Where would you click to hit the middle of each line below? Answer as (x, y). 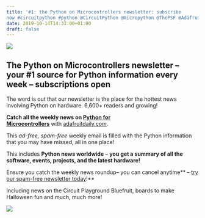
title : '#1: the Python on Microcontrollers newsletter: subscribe (94, 12)
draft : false (23, 29)
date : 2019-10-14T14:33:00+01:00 (49, 23)
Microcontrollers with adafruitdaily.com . (57, 124)
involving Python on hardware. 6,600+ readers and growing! (82, 106)
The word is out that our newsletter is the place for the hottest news (92, 99)
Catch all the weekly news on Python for (59, 117)
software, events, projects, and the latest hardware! (73, 161)
